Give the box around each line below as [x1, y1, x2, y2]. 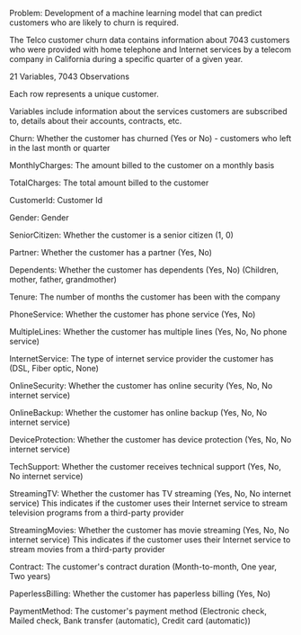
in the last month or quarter [9, 143, 111, 153]
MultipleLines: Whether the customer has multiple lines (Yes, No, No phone [9, 326, 288, 336]
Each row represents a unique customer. [9, 89, 159, 99]
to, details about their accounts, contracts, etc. [9, 116, 182, 126]
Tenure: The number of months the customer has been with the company [9, 291, 281, 302]
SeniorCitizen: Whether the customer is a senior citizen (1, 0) [9, 229, 234, 240]
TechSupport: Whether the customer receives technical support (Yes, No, [9, 461, 281, 471]
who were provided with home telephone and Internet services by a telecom [9, 44, 292, 55]
